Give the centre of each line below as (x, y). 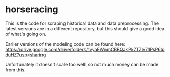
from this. (15, 70)
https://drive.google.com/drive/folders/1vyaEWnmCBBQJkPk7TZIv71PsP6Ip (85, 49)
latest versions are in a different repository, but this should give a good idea (85, 28)
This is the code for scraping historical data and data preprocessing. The (82, 23)
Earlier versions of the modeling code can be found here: (65, 44)
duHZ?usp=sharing (26, 55)
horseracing (32, 9)
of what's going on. (26, 34)
